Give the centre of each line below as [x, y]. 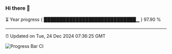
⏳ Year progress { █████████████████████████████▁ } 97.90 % [83, 19]
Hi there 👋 [18, 8]
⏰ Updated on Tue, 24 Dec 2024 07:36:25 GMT [56, 36]
